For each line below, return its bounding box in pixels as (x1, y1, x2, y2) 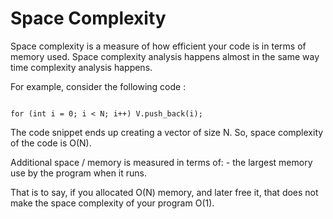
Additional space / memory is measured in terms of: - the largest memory (10, 156, 313, 168)
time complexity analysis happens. (10, 61, 153, 73)
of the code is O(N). (10, 137, 92, 149)
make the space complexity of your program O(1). (10, 197, 215, 209)
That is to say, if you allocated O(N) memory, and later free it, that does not (10, 186, 319, 198)
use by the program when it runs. (10, 167, 148, 179)
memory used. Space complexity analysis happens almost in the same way (10, 50, 320, 62)
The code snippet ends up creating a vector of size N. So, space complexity (10, 126, 324, 138)
